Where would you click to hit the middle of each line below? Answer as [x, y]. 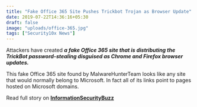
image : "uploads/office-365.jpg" [47, 28]
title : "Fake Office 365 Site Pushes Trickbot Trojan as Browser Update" [99, 11]
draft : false [22, 22]
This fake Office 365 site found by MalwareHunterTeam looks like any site [96, 74]
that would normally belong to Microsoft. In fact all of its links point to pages [98, 81]
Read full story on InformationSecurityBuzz [60, 98]
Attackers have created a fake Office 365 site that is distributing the [91, 50]
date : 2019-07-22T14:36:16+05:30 [47, 17]
